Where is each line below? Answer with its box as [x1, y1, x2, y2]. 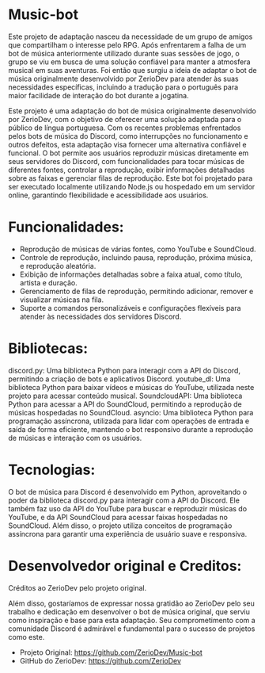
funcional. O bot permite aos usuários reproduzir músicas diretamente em [8, 148, 249, 158]
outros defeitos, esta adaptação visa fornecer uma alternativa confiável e [8, 140, 247, 149]
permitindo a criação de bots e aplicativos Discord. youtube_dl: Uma [8, 374, 231, 384]
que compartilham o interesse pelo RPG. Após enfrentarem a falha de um [8, 40, 247, 49]
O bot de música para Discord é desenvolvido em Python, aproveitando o [8, 487, 248, 496]
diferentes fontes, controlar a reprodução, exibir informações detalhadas [8, 165, 245, 174]
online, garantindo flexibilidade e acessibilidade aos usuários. [8, 190, 209, 200]
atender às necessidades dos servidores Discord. [19, 312, 182, 321]
